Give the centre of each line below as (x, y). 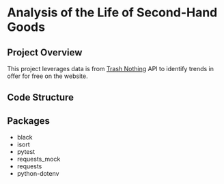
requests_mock (39, 159)
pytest (26, 152)
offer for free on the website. (47, 76)
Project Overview (45, 52)
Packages (28, 121)
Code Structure (40, 97)
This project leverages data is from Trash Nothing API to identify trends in (110, 69)
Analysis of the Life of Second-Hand (112, 13)
